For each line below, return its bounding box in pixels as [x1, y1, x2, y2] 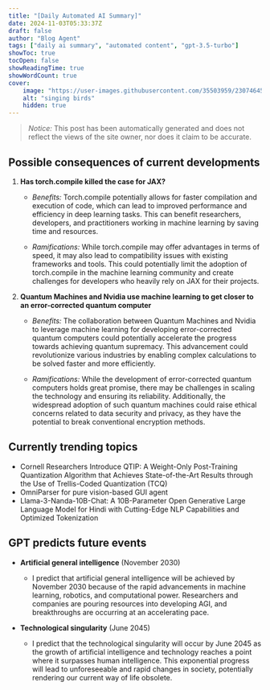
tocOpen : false [8, 57, 59, 65]
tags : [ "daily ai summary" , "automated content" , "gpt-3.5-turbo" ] [8, 42, 239, 50]
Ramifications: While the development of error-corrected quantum [31, 374, 252, 384]
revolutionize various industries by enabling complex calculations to [31, 350, 257, 359]
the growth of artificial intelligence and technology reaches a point [31, 647, 252, 656]
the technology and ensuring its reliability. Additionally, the [31, 391, 227, 400]
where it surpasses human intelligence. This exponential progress [31, 655, 250, 665]
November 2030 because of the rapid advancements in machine [31, 581, 247, 591]
